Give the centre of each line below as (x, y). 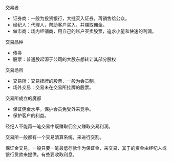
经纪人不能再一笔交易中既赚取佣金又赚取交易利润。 (59, 126)
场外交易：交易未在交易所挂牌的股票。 (53, 87)
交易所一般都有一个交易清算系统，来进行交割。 (55, 137)
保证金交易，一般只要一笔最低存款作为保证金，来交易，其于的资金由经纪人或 (86, 148)
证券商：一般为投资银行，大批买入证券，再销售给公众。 (71, 18)
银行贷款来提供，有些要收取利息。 (41, 154)
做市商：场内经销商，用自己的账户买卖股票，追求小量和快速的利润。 (84, 31)
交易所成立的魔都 (23, 98)
